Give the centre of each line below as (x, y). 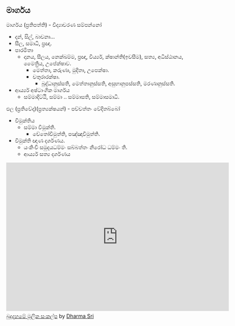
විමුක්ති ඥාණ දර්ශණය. (40, 140)
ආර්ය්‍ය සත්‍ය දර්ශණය (47, 154)
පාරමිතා (24, 50)
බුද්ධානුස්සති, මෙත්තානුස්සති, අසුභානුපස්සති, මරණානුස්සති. (108, 83)
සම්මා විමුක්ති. (40, 127)
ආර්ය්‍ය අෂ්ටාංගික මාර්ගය (42, 90)
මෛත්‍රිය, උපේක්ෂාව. (47, 63)
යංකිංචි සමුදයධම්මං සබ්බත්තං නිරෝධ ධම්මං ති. (75, 147)
